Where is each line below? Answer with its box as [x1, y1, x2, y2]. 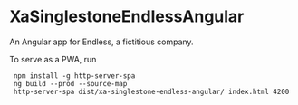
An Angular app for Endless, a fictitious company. [9, 36, 194, 47]
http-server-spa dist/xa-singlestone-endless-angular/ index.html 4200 [13, 87, 290, 96]
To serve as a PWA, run [9, 53, 97, 64]
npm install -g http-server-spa [13, 71, 136, 81]
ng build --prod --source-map [13, 79, 128, 88]
